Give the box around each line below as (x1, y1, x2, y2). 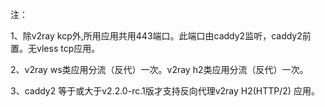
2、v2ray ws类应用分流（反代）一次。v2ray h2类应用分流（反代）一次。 (10, 64, 309, 75)
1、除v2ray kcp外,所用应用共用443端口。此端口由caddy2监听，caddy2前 (10, 30, 312, 42)
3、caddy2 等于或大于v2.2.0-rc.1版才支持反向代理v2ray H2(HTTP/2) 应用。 (10, 85, 320, 97)
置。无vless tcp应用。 (10, 43, 101, 54)
